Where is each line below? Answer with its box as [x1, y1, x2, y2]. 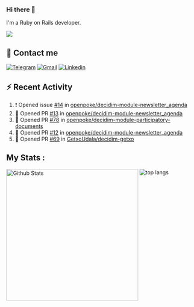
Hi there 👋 [6, 5, 36, 14]
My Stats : [6, 153, 45, 163]
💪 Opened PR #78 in [14, 116, 66, 123]
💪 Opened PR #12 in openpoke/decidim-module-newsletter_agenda [14, 129, 183, 136]
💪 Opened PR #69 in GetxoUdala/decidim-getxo [14, 135, 134, 142]
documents [14, 123, 43, 130]
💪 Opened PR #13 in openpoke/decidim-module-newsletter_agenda [14, 109, 183, 117]
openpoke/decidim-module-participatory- [66, 116, 171, 123]
